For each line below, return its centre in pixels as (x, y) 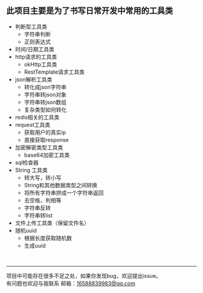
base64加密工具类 (47, 155)
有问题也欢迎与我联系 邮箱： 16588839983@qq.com (71, 283)
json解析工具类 (34, 79)
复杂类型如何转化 (45, 109)
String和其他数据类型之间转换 (61, 185)
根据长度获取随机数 (48, 238)
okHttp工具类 (40, 64)
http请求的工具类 (36, 57)
